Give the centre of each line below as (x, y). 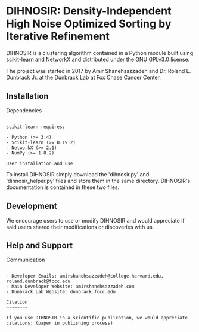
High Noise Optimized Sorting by (89, 24)
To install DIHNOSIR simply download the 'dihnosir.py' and (78, 174)
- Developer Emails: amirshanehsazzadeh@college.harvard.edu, (85, 276)
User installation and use (40, 163)
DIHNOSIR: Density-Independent (89, 11)
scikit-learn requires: (36, 127)
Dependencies (24, 110)
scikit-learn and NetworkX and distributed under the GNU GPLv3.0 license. (98, 59)
